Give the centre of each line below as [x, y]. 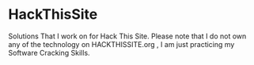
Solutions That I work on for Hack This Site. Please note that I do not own [127, 36]
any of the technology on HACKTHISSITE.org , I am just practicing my [121, 44]
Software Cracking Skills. [49, 52]
